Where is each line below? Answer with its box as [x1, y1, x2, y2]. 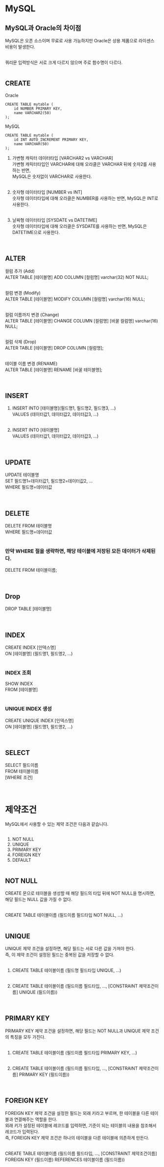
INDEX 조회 [5, 669, 31, 676]
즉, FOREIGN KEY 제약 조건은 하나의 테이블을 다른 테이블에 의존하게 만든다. [5, 1135, 149, 1140]
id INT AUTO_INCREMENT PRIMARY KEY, [14, 137, 89, 142]
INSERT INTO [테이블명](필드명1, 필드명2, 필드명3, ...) [12, 405, 116, 411]
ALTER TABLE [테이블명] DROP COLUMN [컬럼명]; [5, 345, 104, 350]
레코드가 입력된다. [5, 1129, 40, 1135]
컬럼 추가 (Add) [5, 268, 35, 274]
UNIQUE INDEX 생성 [5, 705, 52, 712]
